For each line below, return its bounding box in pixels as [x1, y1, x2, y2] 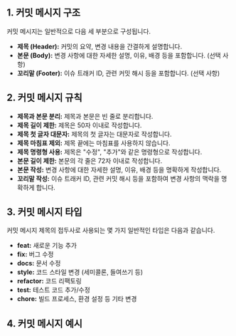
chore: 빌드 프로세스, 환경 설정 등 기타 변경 [16, 295, 137, 303]
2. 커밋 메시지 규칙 [6, 92, 82, 104]
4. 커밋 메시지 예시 [6, 317, 83, 330]
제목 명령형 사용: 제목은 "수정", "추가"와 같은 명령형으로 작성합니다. [16, 147, 203, 156]
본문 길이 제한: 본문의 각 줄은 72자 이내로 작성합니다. [16, 156, 163, 165]
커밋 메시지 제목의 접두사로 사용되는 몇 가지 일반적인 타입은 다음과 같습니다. [6, 226, 215, 235]
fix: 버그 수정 [16, 250, 54, 258]
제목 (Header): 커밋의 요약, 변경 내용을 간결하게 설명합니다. [16, 42, 183, 51]
